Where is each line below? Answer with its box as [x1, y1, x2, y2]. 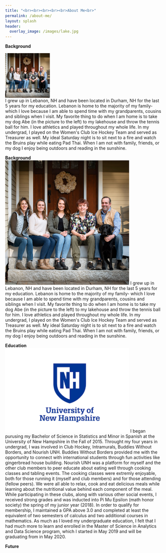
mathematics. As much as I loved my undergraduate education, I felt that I [5, 518, 156, 524]
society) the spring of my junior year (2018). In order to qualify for [5, 502, 139, 508]
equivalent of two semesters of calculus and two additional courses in [5, 512, 148, 518]
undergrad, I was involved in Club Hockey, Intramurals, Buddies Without [5, 444, 152, 450]
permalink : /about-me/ [5, 13, 52, 18]
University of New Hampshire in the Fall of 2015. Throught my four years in [5, 438, 158, 445]
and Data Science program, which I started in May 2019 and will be [5, 528, 142, 534]
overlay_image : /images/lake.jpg [9, 29, 79, 34]
